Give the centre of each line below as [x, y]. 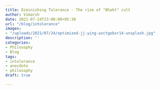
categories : [18, 43]
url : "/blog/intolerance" [33, 24]
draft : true [18, 75]
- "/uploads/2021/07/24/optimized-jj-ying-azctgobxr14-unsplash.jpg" [81, 33]
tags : [11, 57]
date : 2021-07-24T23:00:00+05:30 [41, 19]
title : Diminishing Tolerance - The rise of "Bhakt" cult [68, 10]
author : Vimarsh [22, 15]
